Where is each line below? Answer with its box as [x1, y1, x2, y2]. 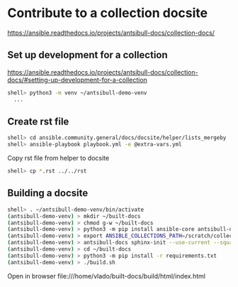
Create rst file [7, 115, 69, 127]
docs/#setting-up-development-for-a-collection [7, 75, 147, 84]
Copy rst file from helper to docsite [7, 154, 110, 163]
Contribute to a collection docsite [7, 5, 208, 21]
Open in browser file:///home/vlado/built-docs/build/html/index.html [7, 271, 205, 280]
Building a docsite [7, 187, 89, 200]
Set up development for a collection [7, 49, 168, 61]
